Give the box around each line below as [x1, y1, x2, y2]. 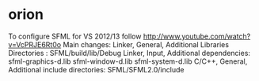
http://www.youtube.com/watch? [143, 31, 251, 41]
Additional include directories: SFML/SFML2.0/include [8, 64, 185, 74]
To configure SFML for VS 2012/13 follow [8, 31, 142, 41]
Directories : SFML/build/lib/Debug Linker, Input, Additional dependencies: [8, 48, 251, 57]
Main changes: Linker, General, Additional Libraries [63, 39, 230, 49]
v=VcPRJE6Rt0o [8, 39, 62, 49]
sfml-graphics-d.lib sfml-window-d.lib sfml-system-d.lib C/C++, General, [8, 57, 248, 66]
